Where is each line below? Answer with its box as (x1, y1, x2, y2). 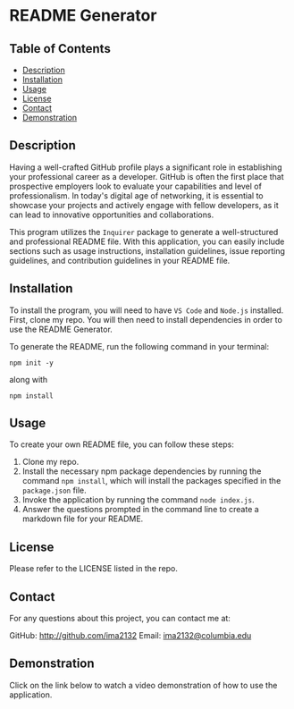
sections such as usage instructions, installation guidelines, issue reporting (9, 245, 286, 256)
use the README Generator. (9, 324, 113, 334)
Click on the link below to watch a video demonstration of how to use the (9, 679, 278, 690)
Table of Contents (9, 41, 112, 56)
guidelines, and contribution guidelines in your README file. (9, 255, 231, 266)
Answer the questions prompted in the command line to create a (21, 504, 259, 515)
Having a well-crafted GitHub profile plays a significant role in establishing (9, 162, 282, 173)
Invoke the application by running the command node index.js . (21, 494, 255, 505)
